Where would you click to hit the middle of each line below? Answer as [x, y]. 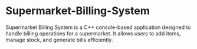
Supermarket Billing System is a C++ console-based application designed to [98, 27]
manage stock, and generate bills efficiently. [59, 40]
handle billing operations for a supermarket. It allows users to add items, [93, 33]
